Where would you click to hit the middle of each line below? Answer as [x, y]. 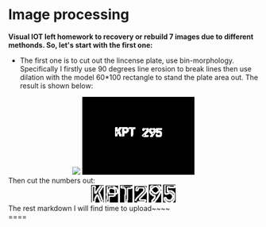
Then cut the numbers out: [52, 181]
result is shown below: [56, 86]
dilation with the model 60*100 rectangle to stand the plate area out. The [139, 77]
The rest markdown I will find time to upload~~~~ [89, 208]
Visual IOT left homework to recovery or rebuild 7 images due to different [131, 37]
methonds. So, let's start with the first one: [81, 44]
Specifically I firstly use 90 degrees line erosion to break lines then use [136, 68]
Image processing [69, 15]
